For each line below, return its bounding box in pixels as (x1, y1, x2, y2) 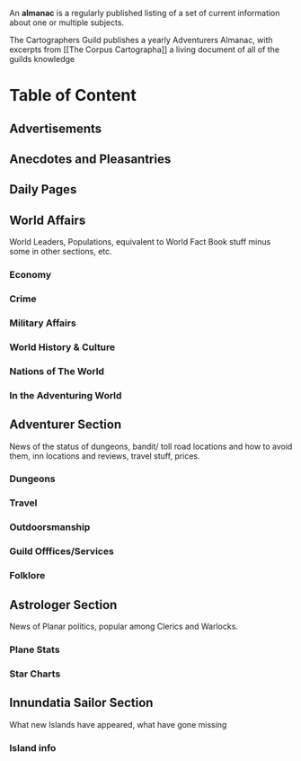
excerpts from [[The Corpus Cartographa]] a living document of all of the (9, 44, 280, 55)
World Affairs (9, 212, 86, 228)
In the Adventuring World (9, 389, 122, 401)
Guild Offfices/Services (9, 545, 114, 558)
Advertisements (9, 121, 102, 136)
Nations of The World (9, 364, 105, 377)
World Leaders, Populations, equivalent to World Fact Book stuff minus (9, 237, 271, 247)
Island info (9, 741, 57, 754)
